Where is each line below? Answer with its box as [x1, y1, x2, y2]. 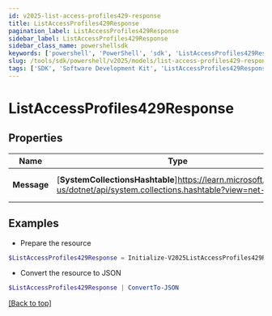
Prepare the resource [19, 238, 91, 247]
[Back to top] [8, 298, 52, 308]
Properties [8, 131, 63, 145]
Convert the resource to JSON [19, 268, 121, 278]
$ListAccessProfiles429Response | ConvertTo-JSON [8, 284, 180, 292]
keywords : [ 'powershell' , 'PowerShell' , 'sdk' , [8, 49, 172, 57]
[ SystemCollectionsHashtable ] [56, 174, 178, 185]
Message [12, 179, 49, 190]
